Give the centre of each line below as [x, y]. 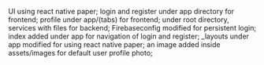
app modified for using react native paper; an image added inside [114, 45]
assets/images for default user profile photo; [81, 53]
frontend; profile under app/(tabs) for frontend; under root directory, [119, 20]
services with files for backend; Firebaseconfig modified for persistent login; [132, 28]
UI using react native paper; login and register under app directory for [121, 11]
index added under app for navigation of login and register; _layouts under [129, 36]
